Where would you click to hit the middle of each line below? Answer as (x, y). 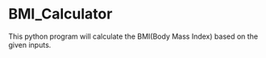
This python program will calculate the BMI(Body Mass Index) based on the (133, 36)
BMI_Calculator (60, 14)
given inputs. (30, 44)
